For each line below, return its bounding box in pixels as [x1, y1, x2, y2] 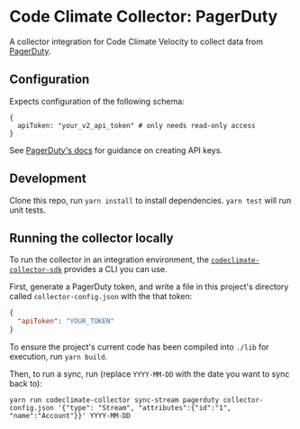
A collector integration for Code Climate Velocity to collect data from [9, 36, 264, 47]
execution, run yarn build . [9, 351, 108, 361]
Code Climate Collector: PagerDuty [9, 6, 278, 27]
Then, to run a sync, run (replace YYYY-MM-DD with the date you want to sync [9, 369, 290, 379]
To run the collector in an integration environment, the [9, 254, 210, 265]
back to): [9, 379, 43, 388]
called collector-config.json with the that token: [9, 291, 193, 302]
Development [9, 171, 87, 187]
